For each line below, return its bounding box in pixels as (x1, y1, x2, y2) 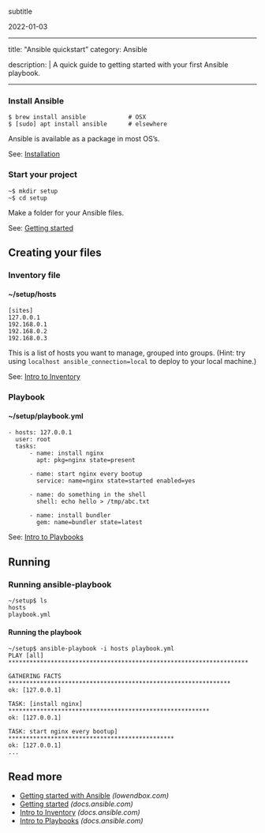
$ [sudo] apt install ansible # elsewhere (8, 120, 168, 129)
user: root (15, 436, 51, 444)
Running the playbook (8, 627, 82, 636)
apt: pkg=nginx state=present (36, 456, 136, 464)
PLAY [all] (8, 651, 44, 660)
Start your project (8, 169, 77, 180)
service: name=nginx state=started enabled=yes (36, 477, 196, 485)
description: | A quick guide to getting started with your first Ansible (8, 60, 229, 69)
